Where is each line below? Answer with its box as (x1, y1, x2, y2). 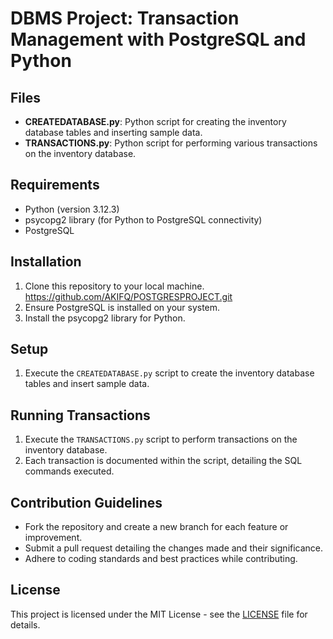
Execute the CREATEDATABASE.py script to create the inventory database (24, 367, 315, 379)
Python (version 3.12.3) (24, 203, 120, 215)
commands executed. (24, 465, 115, 477)
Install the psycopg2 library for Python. (24, 312, 186, 324)
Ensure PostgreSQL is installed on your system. (24, 301, 221, 313)
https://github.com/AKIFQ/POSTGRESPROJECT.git (24, 290, 233, 302)
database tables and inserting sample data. (24, 127, 203, 138)
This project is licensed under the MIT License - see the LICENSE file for (10, 608, 308, 620)
